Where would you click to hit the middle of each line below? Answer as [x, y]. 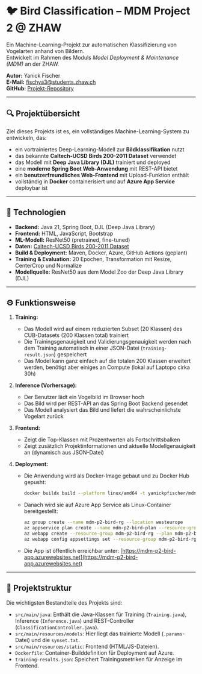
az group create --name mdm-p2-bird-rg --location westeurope [103, 522]
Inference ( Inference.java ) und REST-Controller [74, 620]
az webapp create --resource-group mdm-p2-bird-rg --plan [98, 534]
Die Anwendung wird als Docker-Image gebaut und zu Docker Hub [106, 476]
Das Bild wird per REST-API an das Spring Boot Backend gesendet [106, 403]
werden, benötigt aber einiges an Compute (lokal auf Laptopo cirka [107, 367]
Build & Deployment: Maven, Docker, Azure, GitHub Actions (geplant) [101, 253]
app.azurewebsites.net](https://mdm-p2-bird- [81, 557]
